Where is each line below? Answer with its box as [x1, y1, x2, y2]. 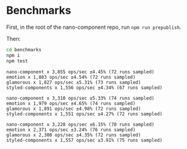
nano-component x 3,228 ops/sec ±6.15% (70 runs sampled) [6, 121, 155, 127]
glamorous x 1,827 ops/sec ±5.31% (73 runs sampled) [6, 79, 141, 85]
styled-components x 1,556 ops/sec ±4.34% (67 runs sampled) [6, 85, 163, 91]
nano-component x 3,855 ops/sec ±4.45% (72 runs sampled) [6, 68, 155, 75]
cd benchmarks [6, 46, 42, 53]
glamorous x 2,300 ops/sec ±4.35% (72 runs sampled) [6, 132, 141, 138]
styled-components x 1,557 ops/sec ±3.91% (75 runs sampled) [6, 137, 163, 143]
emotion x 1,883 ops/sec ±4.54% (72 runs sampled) [6, 74, 136, 80]
